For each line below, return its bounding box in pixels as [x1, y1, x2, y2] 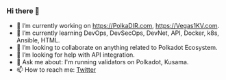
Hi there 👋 [6, 6, 40, 16]
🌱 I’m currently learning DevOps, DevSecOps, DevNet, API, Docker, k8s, [16, 29, 220, 37]
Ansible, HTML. [16, 36, 60, 44]
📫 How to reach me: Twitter [16, 66, 97, 74]
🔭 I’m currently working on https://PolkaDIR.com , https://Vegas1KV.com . [16, 22, 220, 30]
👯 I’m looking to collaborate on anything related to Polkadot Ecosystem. [16, 44, 218, 52]
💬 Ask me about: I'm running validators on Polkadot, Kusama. [16, 58, 189, 66]
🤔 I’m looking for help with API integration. [16, 51, 135, 59]
